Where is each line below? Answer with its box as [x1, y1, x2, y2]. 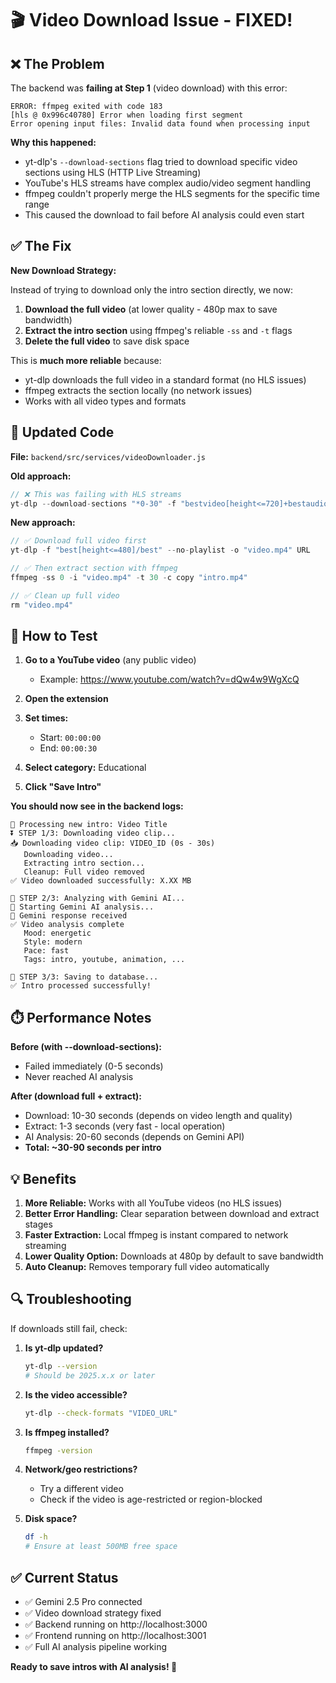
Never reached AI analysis [24, 1071, 134, 1083]
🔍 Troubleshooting [10, 1291, 132, 1308]
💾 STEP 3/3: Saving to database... [10, 972, 159, 982]
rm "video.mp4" [10, 600, 74, 610]
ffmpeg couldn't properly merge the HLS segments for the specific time [24, 188, 320, 199]
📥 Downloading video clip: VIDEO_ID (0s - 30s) [10, 838, 216, 849]
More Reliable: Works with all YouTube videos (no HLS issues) [24, 1197, 283, 1209]
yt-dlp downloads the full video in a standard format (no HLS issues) [24, 373, 307, 386]
